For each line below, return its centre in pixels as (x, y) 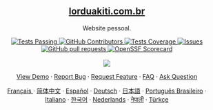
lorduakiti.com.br (107, 11)
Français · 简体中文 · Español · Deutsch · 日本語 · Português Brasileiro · (107, 91)
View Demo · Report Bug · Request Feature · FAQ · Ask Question (107, 76)
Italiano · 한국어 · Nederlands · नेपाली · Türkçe (107, 99)
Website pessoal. (107, 28)
